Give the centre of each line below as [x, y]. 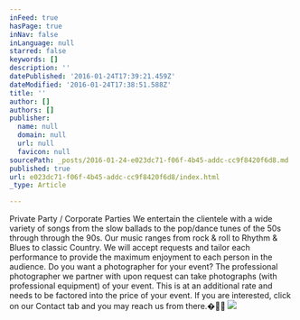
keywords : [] [34, 59]
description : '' [40, 69]
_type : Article [38, 186]
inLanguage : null [42, 43]
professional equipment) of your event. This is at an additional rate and [141, 286]
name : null [38, 127]
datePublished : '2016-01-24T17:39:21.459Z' [93, 77]
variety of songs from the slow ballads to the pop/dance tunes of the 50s [145, 229]
